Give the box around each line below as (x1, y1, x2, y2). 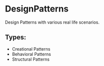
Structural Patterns (12, 56, 50, 62)
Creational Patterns (12, 46, 51, 52)
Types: (5, 33, 26, 41)
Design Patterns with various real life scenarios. (5, 19, 100, 25)
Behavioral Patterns (12, 51, 52, 57)
